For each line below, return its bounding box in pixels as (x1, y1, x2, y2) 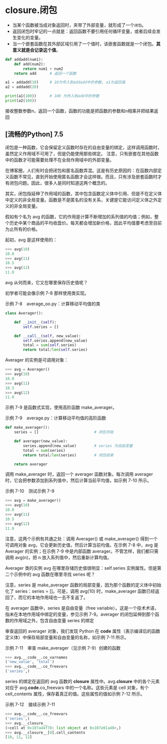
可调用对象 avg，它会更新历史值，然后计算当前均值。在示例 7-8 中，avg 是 (5, 542, 159, 548)
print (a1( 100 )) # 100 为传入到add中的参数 (5, 93, 99, 99)
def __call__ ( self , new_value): (14, 333, 81, 339)
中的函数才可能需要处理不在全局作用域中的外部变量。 (5, 157, 114, 163)
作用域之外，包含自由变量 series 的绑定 (13, 617, 94, 623)
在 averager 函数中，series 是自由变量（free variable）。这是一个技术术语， (5, 605, 159, 611)
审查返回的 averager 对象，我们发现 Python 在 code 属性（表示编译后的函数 (5, 628, 161, 634)
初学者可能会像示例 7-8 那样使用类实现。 (5, 290, 89, 296)
